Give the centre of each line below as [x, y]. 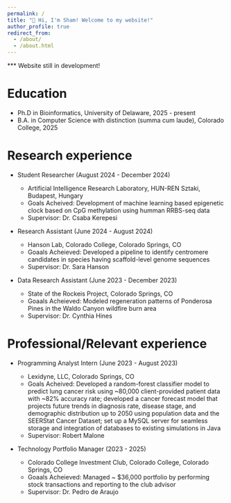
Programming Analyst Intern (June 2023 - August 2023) [97, 363]
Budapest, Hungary [55, 196]
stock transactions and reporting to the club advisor [102, 484]
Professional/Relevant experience [107, 344]
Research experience [70, 156]
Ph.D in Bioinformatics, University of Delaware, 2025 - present [106, 112]
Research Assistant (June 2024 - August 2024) [85, 231]
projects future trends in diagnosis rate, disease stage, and [112, 406]
